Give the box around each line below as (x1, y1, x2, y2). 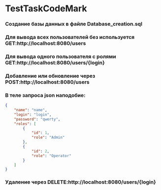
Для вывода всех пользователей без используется (5, 34, 134, 41)
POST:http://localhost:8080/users (5, 78, 90, 85)
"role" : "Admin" (31, 135, 65, 140)
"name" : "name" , (14, 108, 48, 113)
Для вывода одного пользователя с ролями (5, 53, 117, 60)
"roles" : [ (14, 121, 36, 126)
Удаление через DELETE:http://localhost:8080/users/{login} (5, 179, 157, 186)
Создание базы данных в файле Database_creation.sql (5, 21, 143, 28)
